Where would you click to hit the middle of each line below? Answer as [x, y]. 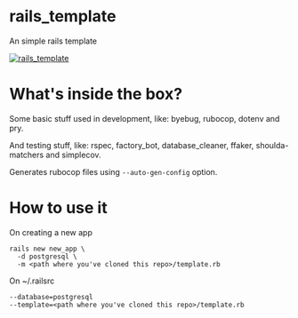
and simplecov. [73, 155]
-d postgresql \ [47, 256]
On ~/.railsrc [32, 281]
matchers [27, 155]
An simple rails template [53, 41]
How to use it [59, 208]
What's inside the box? [96, 94]
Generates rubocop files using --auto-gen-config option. [113, 171]
